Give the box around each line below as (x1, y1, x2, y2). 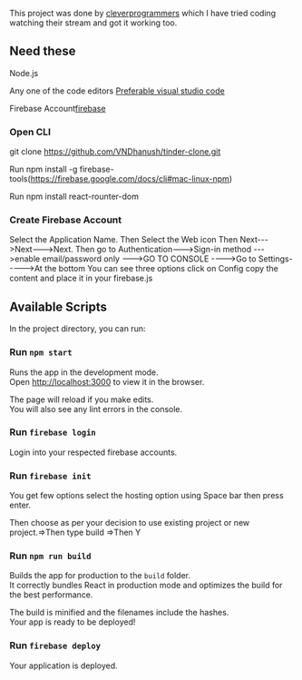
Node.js (9, 67, 39, 78)
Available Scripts (9, 299, 107, 314)
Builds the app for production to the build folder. (9, 570, 191, 581)
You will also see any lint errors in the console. (9, 403, 183, 414)
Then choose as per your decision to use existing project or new (9, 517, 250, 528)
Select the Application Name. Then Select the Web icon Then (9, 234, 239, 245)
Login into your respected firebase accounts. (9, 447, 178, 458)
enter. (9, 499, 32, 511)
